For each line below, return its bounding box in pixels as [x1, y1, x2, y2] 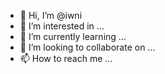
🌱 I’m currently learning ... [19, 31, 127, 42]
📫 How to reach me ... [19, 53, 113, 64]
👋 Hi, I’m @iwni [19, 10, 83, 21]
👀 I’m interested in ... [19, 20, 105, 32]
